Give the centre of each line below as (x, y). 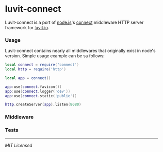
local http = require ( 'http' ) (36, 69)
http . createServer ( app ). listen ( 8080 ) (43, 105)
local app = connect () (28, 78)
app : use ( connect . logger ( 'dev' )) (38, 91)
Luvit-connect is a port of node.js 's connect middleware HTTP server (74, 22)
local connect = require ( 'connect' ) (42, 65)
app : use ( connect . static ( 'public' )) (41, 96)
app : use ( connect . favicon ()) (33, 87)
